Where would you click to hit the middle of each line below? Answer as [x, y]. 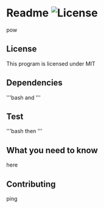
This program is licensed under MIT [51, 63]
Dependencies [34, 83]
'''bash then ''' [24, 131]
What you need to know [52, 150]
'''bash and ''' [24, 97]
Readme [28, 13]
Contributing [31, 184]
